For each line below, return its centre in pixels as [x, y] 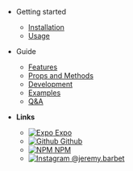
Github [71, 141]
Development [50, 84]
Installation [46, 27]
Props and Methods [61, 75]
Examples [44, 93]
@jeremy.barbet [98, 158]
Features [43, 67]
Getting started [41, 12]
